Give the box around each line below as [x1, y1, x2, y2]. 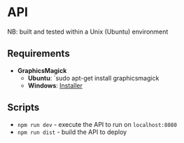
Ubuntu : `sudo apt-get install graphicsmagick [27, 74, 160, 82]
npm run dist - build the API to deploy [17, 128, 127, 136]
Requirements [7, 48, 70, 60]
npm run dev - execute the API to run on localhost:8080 [17, 120, 177, 128]
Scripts [7, 102, 40, 114]
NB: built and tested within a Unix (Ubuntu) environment [7, 27, 169, 36]
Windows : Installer [27, 81, 83, 90]
